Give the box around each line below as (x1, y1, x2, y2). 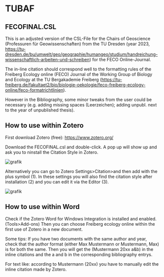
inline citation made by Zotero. (5, 266, 67, 272)
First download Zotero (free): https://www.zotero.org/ (5, 134, 114, 140)
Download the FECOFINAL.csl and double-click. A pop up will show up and (5, 144, 157, 150)
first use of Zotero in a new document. (5, 226, 83, 232)
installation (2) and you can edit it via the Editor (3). (5, 178, 109, 185)
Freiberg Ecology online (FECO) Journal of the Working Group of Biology (5, 71, 153, 77)
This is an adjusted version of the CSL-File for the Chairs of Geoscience (5, 35, 151, 41)
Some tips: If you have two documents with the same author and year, (5, 236, 147, 242)
